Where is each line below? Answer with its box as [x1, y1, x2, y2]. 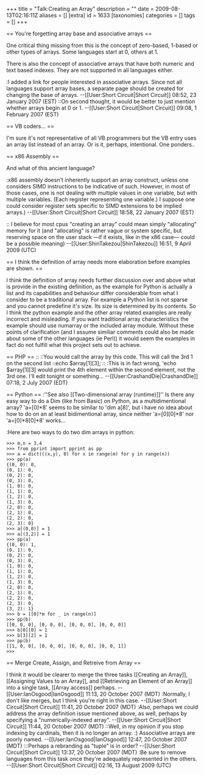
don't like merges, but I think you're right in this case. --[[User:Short [6, 697, 177, 704]
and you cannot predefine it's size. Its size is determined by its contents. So [6, 302, 196, 310]
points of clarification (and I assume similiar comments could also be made [6, 329, 194, 335]
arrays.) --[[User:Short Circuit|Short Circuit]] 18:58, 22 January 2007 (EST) [6, 209, 194, 216]
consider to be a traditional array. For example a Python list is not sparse [6, 296, 188, 303]
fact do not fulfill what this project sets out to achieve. [6, 341, 141, 348]
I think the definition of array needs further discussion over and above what [6, 277, 196, 284]
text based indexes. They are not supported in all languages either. [6, 66, 174, 74]
